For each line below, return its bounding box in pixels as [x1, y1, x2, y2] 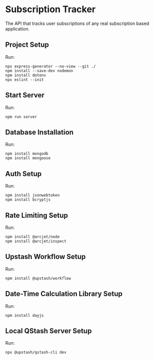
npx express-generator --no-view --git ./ [5, 63, 96, 69]
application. [5, 25, 30, 31]
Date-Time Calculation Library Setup [5, 289, 123, 298]
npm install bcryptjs [5, 197, 51, 203]
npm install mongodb [5, 151, 49, 156]
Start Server [5, 91, 44, 100]
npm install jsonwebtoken [5, 193, 60, 198]
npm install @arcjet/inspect [5, 239, 67, 244]
